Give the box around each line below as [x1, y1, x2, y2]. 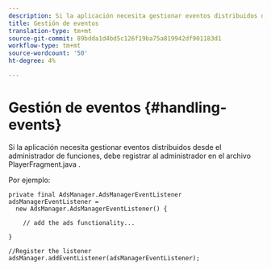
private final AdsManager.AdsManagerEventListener [8, 190, 182, 198]
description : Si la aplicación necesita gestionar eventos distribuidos [8, 11, 258, 20]
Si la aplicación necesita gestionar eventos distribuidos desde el [8, 142, 222, 152]
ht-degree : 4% [8, 57, 56, 65]
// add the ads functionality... [23, 218, 135, 226]
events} [8, 116, 62, 134]
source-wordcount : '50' [8, 49, 89, 57]
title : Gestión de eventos [8, 19, 99, 27]
